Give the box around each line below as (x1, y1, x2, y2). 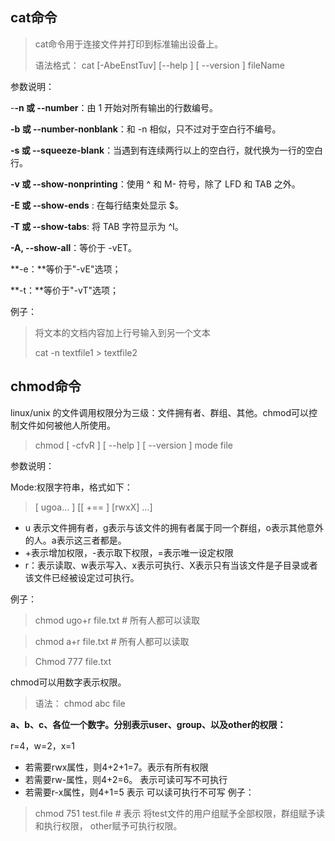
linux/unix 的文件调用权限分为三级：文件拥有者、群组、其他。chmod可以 (10, 406, 310, 418)
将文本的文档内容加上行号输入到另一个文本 (34, 326, 211, 338)
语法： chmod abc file (34, 697, 126, 709)
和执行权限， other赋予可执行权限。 (34, 819, 183, 832)
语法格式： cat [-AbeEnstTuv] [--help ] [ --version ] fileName (34, 59, 285, 71)
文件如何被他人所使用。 (18, 419, 116, 431)
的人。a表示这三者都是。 (24, 534, 127, 546)
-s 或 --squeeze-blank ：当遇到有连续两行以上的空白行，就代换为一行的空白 (10, 144, 324, 156)
